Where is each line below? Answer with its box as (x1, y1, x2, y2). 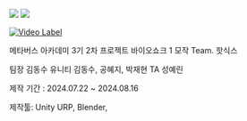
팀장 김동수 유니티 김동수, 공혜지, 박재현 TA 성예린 (9, 64, 183, 75)
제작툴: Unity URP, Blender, (9, 102, 108, 112)
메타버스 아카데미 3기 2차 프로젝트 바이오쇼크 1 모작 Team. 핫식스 (9, 45, 238, 55)
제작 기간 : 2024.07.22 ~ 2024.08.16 (9, 83, 139, 93)
